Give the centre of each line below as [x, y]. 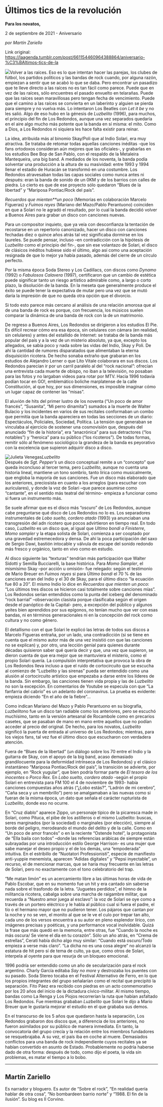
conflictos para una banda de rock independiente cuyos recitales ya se [76, 1041]
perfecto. [14, 260]
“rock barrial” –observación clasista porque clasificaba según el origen [76, 599]
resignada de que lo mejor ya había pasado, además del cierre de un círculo [81, 255]
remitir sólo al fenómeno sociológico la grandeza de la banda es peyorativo [80, 442]
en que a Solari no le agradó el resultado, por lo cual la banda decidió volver [81, 210]
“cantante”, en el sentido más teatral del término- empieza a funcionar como [81, 493]
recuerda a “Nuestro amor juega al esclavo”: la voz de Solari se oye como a [80, 899]
